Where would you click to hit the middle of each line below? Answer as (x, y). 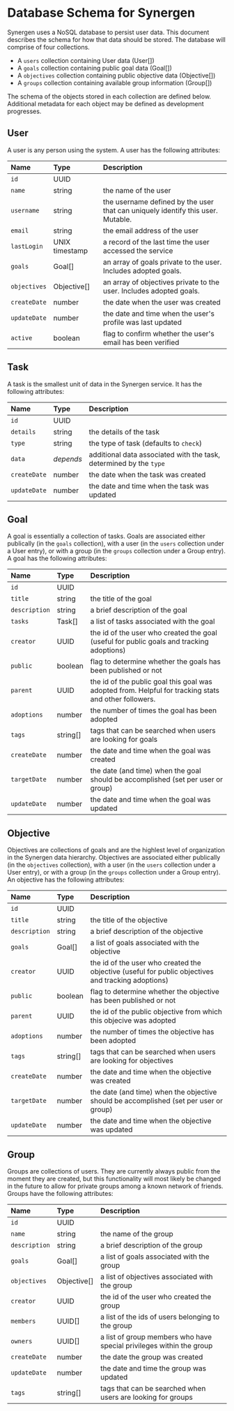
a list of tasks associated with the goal (153, 622)
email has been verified (141, 342)
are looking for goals (124, 740)
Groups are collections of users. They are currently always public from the (114, 1171)
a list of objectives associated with (157, 1277)
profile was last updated (143, 322)
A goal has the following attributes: (57, 558)
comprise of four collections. (49, 47)
